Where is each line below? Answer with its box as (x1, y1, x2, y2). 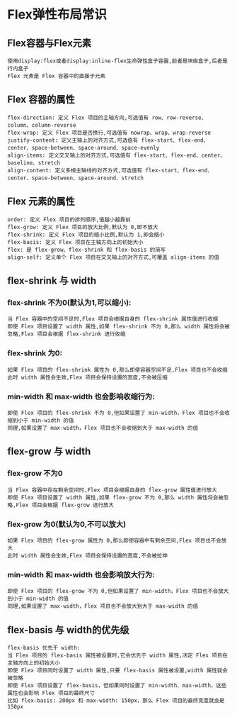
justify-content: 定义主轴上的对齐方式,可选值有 (7, 136, 139, 144)
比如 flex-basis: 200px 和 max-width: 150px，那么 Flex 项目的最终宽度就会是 (7, 697, 225, 704)
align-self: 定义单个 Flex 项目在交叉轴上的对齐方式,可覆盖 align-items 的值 (7, 253, 219, 261)
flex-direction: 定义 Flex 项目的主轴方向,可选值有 (7, 114, 149, 121)
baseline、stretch (7, 159, 61, 167)
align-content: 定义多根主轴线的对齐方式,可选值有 (7, 167, 143, 174)
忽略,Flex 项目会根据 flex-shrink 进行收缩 (7, 330, 126, 338)
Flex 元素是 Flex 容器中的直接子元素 (7, 72, 106, 79)
